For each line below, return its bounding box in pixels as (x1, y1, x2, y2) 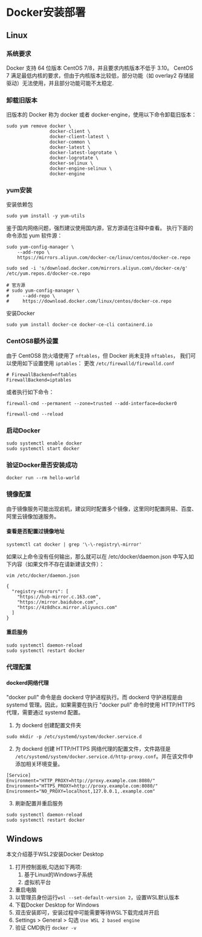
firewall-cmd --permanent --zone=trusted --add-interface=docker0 (6, 400, 177, 406)
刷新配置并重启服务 (15, 800, 64, 807)
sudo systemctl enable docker (6, 440, 83, 446)
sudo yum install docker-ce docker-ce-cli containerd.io (6, 322, 153, 328)
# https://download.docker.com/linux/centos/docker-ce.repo (6, 298, 172, 304)
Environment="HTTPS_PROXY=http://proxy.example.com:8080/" (6, 783, 158, 789)
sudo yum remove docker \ (6, 123, 71, 129)
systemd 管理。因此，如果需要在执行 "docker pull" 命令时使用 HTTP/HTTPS (6, 701, 195, 708)
